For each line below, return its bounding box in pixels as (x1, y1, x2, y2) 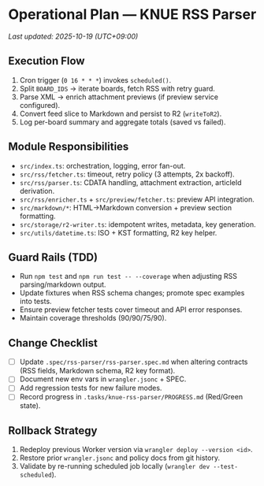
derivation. (19, 186, 55, 195)
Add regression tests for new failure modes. (19, 384, 162, 393)
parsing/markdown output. (19, 280, 106, 289)
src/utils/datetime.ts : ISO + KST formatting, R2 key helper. (19, 228, 218, 237)
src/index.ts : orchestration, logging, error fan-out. (19, 161, 186, 170)
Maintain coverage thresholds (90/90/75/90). (19, 313, 167, 323)
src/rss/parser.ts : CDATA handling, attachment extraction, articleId (19, 177, 242, 187)
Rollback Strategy (8, 424, 98, 437)
